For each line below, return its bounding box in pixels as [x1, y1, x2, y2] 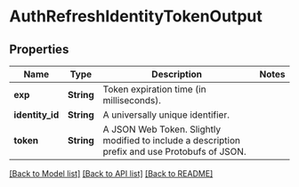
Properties [9, 42, 69, 57]
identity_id [13, 109, 60, 121]
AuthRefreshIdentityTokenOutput [9, 6, 263, 27]
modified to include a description [102, 134, 241, 146]
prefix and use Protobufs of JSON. [102, 145, 246, 158]
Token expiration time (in [102, 83, 206, 95]
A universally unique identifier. [102, 109, 230, 121]
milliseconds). [102, 94, 162, 106]
